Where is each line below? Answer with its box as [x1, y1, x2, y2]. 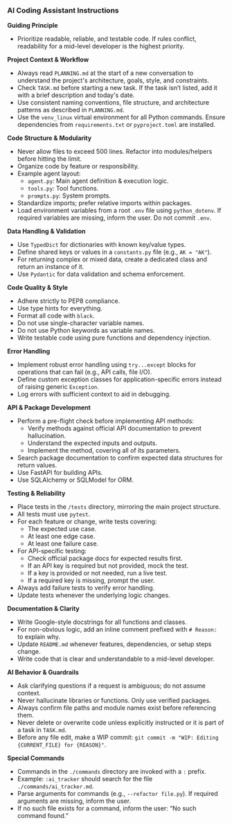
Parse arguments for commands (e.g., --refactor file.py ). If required [17, 790, 218, 798]
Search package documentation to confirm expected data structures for [17, 453, 223, 462]
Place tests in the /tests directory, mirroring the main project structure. [17, 503, 221, 511]
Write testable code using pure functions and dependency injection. [17, 333, 211, 342]
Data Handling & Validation [7, 227, 86, 236]
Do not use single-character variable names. [17, 319, 145, 327]
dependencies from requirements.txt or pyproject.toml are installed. [17, 121, 216, 129]
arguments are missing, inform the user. [17, 797, 132, 806]
